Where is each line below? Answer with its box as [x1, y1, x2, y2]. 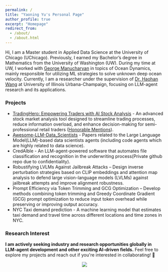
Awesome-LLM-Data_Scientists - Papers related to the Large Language [12, 132, 161, 138]
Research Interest [5, 230, 50, 237]
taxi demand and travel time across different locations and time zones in [12, 212, 162, 218]
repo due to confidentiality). [12, 159, 70, 165]
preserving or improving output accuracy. [12, 202, 99, 208]
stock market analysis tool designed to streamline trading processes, [12, 116, 155, 122]
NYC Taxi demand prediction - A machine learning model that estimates [12, 207, 161, 213]
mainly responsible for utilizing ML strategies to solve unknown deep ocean [5, 70, 162, 76]
